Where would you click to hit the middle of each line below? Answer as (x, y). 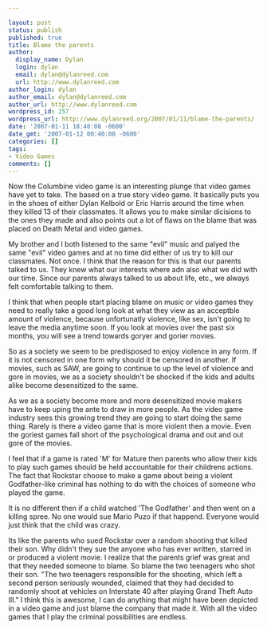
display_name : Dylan (49, 60)
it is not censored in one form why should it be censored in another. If (122, 360)
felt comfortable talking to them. (61, 287)
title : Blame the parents (51, 45)
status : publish (35, 30)
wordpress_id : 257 (39, 112)
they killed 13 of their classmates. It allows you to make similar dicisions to (130, 212)
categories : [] (33, 141)
